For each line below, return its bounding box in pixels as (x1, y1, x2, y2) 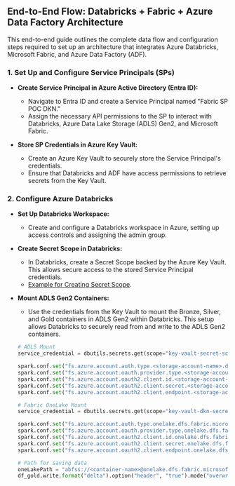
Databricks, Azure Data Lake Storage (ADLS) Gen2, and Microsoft (27, 119, 218, 128)
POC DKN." (27, 104, 61, 113)
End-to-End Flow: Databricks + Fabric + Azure (7, 6, 213, 18)
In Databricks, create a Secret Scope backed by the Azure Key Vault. (27, 258, 227, 266)
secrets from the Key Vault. (27, 177, 107, 185)
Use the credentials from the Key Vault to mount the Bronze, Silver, (27, 308, 221, 316)
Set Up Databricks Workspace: (17, 210, 110, 218)
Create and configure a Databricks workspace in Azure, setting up (27, 224, 220, 232)
